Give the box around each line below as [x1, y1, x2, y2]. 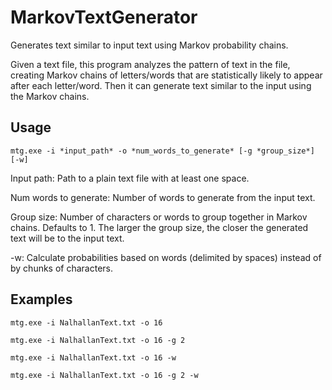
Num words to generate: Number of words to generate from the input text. [10, 191, 316, 203]
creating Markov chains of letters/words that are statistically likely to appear [10, 69, 323, 81]
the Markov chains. [10, 90, 90, 102]
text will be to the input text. [10, 232, 125, 244]
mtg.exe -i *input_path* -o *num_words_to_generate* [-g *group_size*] [10, 146, 315, 156]
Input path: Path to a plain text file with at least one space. [10, 172, 250, 184]
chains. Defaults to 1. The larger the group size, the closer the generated [10, 221, 309, 233]
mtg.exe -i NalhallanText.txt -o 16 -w [10, 352, 177, 363]
